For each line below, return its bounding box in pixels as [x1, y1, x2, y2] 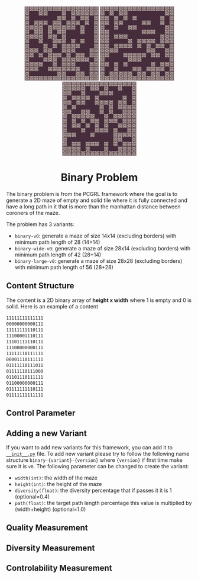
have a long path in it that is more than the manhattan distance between [6, 202, 181, 210]
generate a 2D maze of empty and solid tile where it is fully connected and [6, 197, 188, 204]
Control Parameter [6, 408, 76, 418]
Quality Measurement [6, 523, 89, 533]
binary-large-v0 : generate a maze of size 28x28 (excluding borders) [14, 257, 183, 264]
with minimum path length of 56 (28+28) [14, 263, 113, 271]
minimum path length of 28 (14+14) [14, 238, 100, 246]
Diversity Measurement [6, 543, 95, 553]
